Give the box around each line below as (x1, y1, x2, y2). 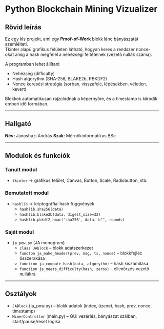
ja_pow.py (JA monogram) (12, 240, 65, 246)
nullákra (19, 271, 36, 277)
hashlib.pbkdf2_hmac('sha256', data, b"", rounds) (19, 217, 125, 222)
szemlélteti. (5, 41, 28, 47)
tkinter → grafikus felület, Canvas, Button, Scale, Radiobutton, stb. (12, 177, 148, 183)
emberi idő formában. (5, 101, 49, 106)
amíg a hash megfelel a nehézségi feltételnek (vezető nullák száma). (15, 51, 152, 57)
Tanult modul (5, 166, 38, 173)
